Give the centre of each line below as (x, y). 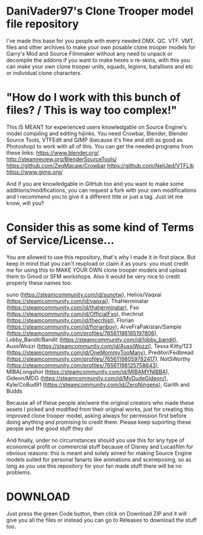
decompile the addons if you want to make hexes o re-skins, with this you (98, 60)
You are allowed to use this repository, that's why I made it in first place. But (101, 257)
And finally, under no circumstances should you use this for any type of (95, 440)
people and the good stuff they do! (50, 428)
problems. (19, 472)
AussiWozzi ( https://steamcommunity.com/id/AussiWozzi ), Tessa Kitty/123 (99, 346)
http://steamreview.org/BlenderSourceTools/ (62, 159)
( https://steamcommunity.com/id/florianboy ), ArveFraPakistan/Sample (94, 327)
